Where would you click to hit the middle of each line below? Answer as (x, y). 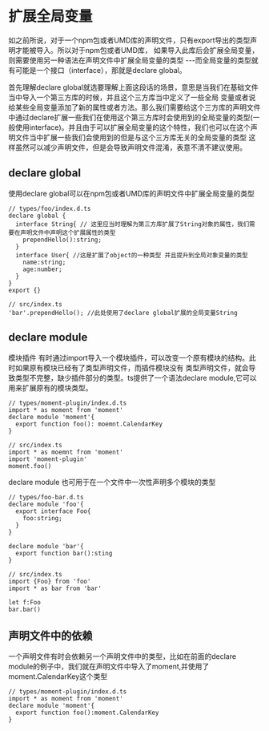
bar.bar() (25, 609)
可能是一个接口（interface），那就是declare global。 (100, 70)
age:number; (42, 269)
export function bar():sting (64, 553)
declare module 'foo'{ (46, 504)
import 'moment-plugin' (48, 459)
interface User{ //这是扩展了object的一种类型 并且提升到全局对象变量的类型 (132, 255)
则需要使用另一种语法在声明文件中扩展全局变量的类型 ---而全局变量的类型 (130, 60)
